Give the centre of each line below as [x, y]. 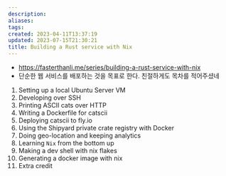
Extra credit [35, 166]
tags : [16, 27]
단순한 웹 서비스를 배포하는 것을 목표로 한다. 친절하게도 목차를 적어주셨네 [119, 76]
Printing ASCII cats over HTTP [63, 105]
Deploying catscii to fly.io [55, 120]
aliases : [21, 21]
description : [27, 14]
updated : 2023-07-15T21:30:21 [53, 41]
